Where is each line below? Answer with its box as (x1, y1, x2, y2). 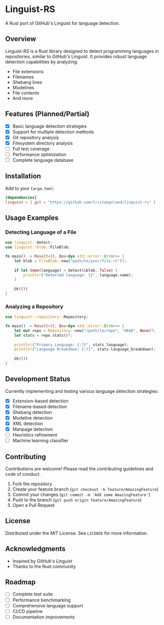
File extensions (12, 68, 44, 74)
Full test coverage (12, 146, 50, 152)
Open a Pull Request (12, 502, 55, 508)
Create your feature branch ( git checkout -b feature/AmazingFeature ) (12, 486, 159, 492)
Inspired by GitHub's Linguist (12, 558, 73, 564)
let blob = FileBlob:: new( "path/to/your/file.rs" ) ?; (14, 258, 127, 263)
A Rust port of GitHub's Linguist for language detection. (5, 20, 120, 26)
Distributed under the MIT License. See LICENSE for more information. (5, 530, 148, 536)
